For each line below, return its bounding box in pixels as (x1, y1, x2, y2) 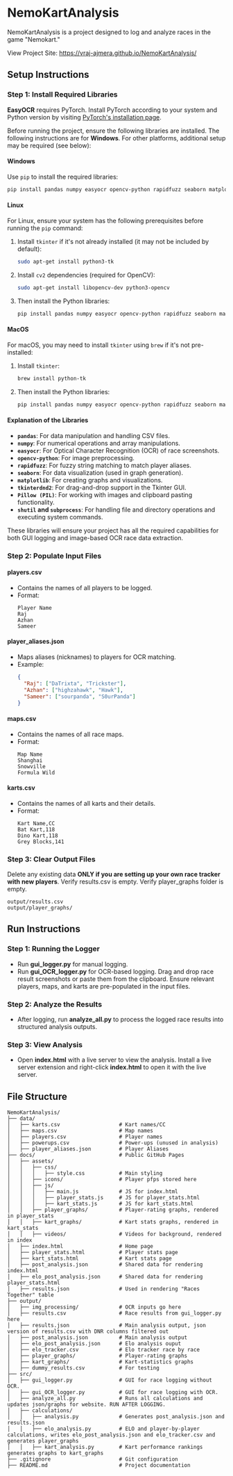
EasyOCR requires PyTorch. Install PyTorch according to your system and (7, 106, 218, 114)
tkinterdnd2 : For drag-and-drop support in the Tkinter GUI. (17, 483, 187, 492)
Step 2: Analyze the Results (7, 999, 103, 1009)
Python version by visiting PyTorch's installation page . (7, 113, 162, 121)
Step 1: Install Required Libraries (7, 90, 118, 99)
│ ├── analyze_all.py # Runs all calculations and (7, 1395, 203, 1402)
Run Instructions (7, 923, 81, 935)
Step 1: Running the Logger (7, 944, 101, 954)
